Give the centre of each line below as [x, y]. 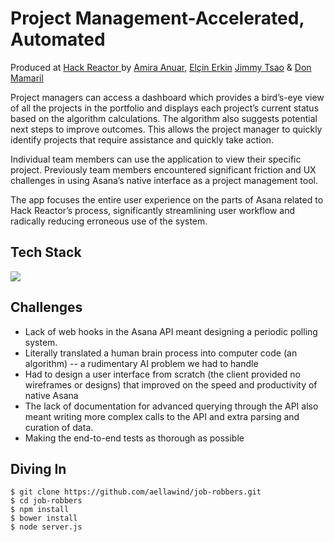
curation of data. [59, 427]
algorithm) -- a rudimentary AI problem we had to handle [141, 363]
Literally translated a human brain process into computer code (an [161, 353]
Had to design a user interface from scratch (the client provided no [162, 374]
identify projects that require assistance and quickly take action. [142, 139]
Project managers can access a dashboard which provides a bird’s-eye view [167, 97]
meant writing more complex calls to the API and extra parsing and [162, 416]
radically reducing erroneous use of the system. [109, 221]
